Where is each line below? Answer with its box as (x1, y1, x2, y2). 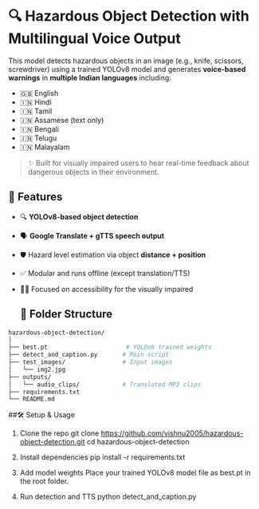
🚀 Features (8, 190, 63, 204)
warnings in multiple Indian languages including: (8, 73, 171, 82)
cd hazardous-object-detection (86, 437, 190, 447)
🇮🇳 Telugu (19, 133, 57, 143)
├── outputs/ (8, 373, 52, 381)
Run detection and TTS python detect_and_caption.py (19, 492, 197, 502)
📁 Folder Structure (19, 307, 113, 321)
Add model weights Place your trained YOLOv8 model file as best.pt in (19, 468, 251, 478)
